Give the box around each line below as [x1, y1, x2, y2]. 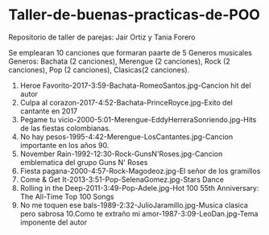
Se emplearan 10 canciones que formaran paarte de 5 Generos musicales [8, 47, 252, 57]
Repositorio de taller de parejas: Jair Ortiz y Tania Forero [8, 32, 196, 42]
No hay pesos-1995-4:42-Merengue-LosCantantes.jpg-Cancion [19, 131, 234, 142]
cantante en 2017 [19, 106, 78, 116]
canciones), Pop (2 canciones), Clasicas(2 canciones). [8, 64, 190, 74]
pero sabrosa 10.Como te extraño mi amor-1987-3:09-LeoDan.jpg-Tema [19, 208, 259, 218]
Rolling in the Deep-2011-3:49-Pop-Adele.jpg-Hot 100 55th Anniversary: [19, 183, 259, 192]
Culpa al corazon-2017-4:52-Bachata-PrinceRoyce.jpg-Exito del [19, 97, 234, 107]
